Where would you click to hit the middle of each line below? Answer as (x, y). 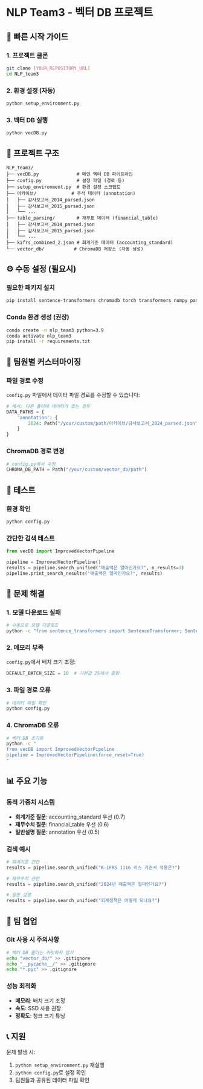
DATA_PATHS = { (25, 412)
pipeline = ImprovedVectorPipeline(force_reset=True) (76, 755)
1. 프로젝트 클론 (27, 55)
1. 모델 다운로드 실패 (34, 612)
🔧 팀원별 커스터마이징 (44, 361)
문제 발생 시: (21, 1052)
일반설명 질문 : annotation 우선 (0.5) (57, 832)
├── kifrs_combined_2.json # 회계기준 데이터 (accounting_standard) (90, 243)
